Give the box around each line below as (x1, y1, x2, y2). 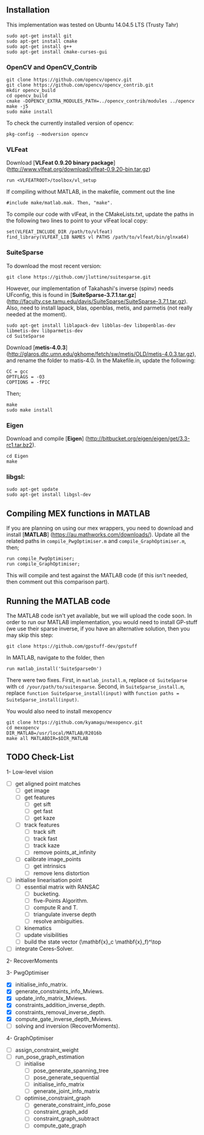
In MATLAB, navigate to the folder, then (6, 653, 105, 661)
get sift (33, 800, 51, 808)
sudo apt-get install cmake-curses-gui (6, 49, 108, 55)
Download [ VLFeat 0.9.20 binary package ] (6, 159, 116, 166)
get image (24, 786, 50, 794)
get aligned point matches (15, 780, 81, 787)
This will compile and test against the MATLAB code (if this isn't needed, (6, 572, 188, 579)
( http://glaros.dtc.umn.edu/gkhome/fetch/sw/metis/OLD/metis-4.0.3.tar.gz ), (6, 350, 197, 357)
